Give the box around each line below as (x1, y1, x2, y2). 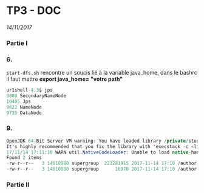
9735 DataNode (6, 110, 42, 116)
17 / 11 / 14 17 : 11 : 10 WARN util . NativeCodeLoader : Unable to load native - (6, 149, 191, 155)
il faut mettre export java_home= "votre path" (6, 75, 123, 83)
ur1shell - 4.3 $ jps (6, 87, 53, 93)
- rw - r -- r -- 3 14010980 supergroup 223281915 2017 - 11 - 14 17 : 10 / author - (6, 160, 200, 167)
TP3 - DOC (6, 4, 61, 18)
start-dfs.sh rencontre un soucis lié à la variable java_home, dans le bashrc (6, 69, 197, 76)
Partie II (6, 180, 30, 189)
